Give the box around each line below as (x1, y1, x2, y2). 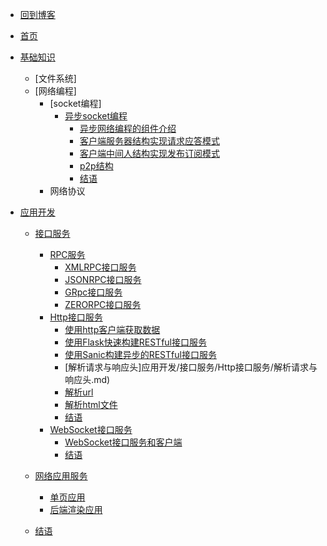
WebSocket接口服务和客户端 (64, 436, 183, 448)
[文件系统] (34, 73, 77, 84)
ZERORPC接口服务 (64, 299, 142, 310)
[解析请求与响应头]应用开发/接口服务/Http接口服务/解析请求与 (64, 361, 318, 373)
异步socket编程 (64, 110, 128, 122)
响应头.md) (64, 374, 111, 385)
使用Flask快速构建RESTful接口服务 (64, 336, 208, 348)
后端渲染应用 (49, 504, 103, 515)
